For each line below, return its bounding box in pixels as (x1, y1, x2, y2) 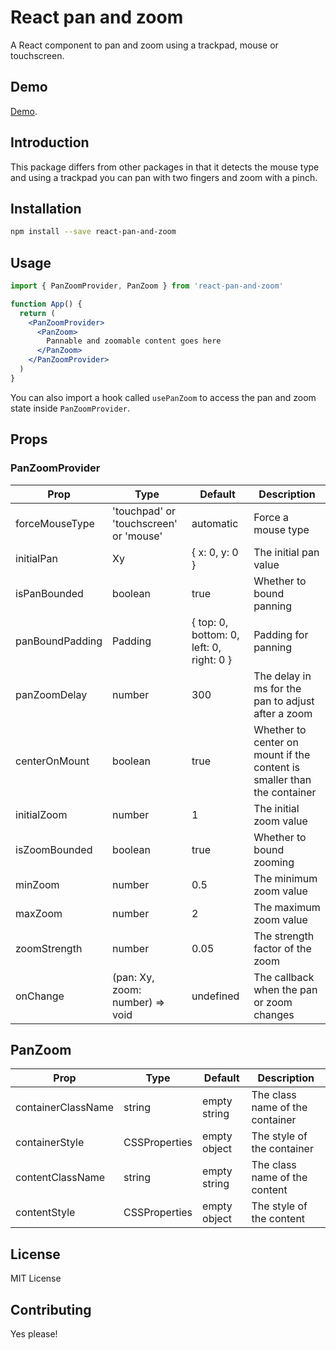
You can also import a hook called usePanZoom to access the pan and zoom (10, 391, 317, 403)
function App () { (10, 299, 83, 309)
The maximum (253, 900, 321, 914)
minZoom (15, 877, 60, 891)
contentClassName (15, 1171, 106, 1185)
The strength (253, 929, 315, 943)
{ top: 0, (191, 615, 229, 629)
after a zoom (253, 706, 313, 720)
